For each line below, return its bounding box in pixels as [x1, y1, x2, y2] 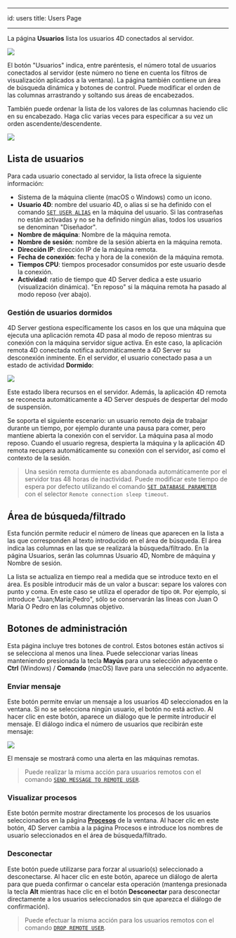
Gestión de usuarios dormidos [7, 308, 112, 317]
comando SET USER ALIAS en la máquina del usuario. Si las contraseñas [17, 208, 223, 216]
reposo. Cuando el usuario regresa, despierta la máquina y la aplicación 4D [7, 439, 225, 448]
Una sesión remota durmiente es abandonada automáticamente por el [24, 467, 228, 476]
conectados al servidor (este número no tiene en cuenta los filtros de [7, 68, 207, 77]
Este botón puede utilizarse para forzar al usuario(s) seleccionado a [7, 865, 204, 873]
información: [7, 179, 44, 187]
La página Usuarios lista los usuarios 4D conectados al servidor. [7, 34, 195, 42]
